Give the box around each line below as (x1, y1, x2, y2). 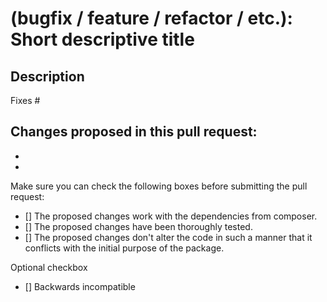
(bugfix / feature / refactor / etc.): (10, 7, 293, 30)
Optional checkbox (10, 261, 88, 273)
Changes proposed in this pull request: (10, 123, 258, 141)
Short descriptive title (10, 28, 195, 51)
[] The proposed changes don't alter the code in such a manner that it (24, 231, 313, 243)
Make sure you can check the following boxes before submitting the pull (10, 180, 308, 192)
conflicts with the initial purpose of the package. (24, 242, 225, 254)
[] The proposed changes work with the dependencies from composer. (24, 210, 318, 222)
